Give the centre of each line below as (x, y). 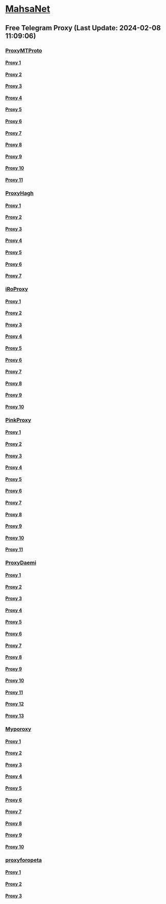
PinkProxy (18, 420)
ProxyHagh (20, 193)
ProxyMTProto (24, 50)
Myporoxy (18, 729)
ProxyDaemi (21, 563)
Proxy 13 (15, 716)
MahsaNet (28, 9)
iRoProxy (17, 289)
